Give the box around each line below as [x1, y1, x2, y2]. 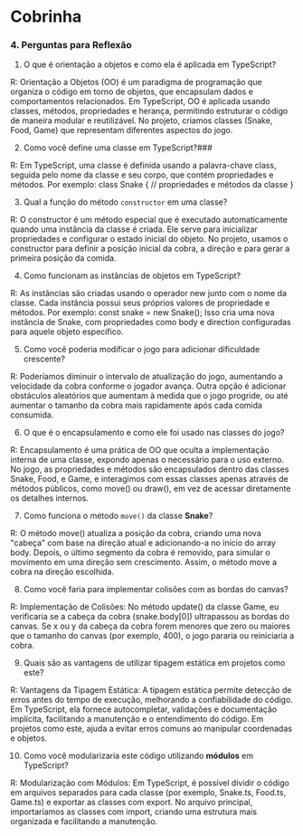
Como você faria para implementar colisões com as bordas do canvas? [23, 584, 289, 595]
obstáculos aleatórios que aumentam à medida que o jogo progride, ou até [10, 390, 289, 401]
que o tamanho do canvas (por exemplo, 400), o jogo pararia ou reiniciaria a [10, 630, 295, 641]
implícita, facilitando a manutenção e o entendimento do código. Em [10, 714, 264, 725]
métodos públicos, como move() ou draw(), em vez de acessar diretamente [10, 483, 291, 495]
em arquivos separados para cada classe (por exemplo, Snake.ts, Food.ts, [10, 787, 287, 798]
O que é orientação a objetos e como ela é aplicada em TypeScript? [23, 59, 277, 70]
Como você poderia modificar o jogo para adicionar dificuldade [23, 344, 260, 355]
